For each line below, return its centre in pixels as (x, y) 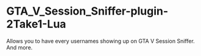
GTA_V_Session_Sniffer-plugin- (87, 11)
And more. (19, 47)
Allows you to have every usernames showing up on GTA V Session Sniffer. (100, 41)
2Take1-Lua (36, 24)
